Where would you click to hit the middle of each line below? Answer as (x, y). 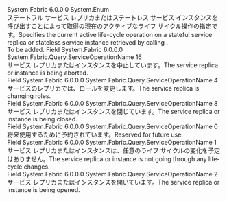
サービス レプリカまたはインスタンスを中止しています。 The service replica (112, 65)
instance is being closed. (42, 119)
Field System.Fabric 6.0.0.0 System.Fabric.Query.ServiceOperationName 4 (112, 80)
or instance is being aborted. (48, 73)
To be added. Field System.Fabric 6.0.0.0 (65, 50)
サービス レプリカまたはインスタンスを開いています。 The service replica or (113, 182)
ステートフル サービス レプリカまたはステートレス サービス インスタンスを (112, 17)
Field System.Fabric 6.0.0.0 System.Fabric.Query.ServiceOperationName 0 (112, 126)
